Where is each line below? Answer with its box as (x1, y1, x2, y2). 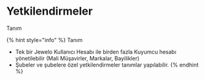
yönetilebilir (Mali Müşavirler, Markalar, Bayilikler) (15, 54, 140, 62)
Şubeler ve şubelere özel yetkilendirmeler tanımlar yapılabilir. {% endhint (15, 61, 199, 68)
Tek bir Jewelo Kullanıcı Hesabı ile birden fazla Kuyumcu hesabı (15, 48, 177, 56)
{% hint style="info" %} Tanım (6, 36, 83, 43)
